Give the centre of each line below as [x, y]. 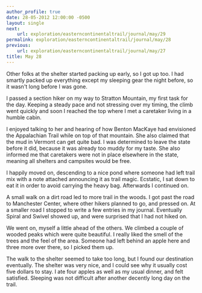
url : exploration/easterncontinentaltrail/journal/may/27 [91, 51]
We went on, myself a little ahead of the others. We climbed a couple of [95, 228]
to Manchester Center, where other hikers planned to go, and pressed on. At [101, 203]
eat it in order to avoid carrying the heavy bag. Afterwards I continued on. [97, 185]
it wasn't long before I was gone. [47, 86]
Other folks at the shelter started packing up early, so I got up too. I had [95, 73]
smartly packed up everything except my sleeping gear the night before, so [100, 80]
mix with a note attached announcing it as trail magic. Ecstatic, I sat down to [100, 179]
